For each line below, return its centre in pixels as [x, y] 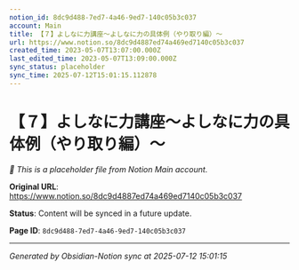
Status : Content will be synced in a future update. [101, 213]
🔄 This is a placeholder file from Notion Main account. [109, 169]
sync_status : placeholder [57, 67]
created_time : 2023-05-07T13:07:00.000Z [85, 51]
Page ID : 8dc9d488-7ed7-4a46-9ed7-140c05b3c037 [98, 230]
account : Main [36, 26]
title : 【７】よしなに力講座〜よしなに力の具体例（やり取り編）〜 [116, 34]
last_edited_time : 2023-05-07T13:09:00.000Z [93, 59]
